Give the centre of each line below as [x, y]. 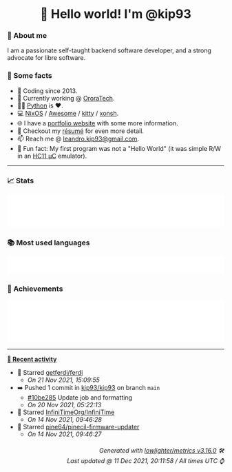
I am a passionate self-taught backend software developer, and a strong [109, 50]
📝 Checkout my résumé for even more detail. [81, 131]
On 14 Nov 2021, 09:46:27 [64, 434]
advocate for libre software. [46, 58]
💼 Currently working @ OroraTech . [66, 98]
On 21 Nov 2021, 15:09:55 [63, 380]
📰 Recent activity [32, 359]
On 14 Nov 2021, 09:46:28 [64, 420]
